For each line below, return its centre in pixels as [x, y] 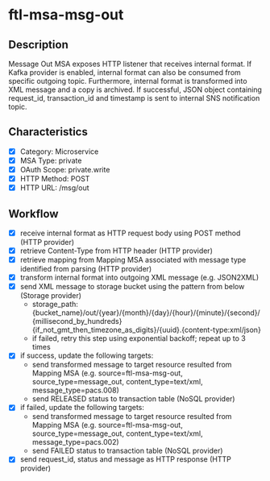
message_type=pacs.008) [75, 390]
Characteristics [48, 132]
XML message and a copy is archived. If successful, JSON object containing [135, 89]
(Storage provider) [51, 296]
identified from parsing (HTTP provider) [86, 269]
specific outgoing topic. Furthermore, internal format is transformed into [128, 81]
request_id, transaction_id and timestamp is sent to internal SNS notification [134, 98]
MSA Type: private [51, 160]
